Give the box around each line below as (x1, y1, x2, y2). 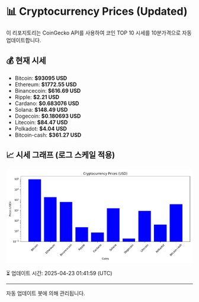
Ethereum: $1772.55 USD (14, 81, 77, 88)
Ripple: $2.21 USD (14, 93, 60, 100)
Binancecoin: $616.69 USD (14, 87, 81, 94)
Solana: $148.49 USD (14, 106, 68, 113)
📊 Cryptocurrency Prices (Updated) (6, 5, 188, 18)
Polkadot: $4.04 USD (14, 125, 67, 132)
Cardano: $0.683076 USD (14, 99, 79, 107)
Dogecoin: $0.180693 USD (14, 112, 81, 119)
